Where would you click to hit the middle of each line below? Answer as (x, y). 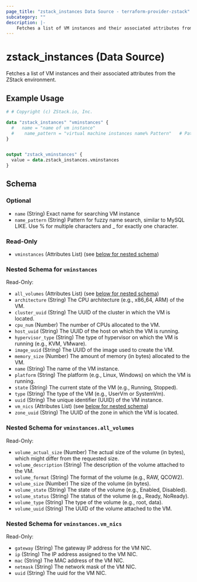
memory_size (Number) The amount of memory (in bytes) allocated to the (102, 356)
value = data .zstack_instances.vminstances (65, 160)
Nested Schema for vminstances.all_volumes (70, 428)
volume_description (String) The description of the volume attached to (99, 464)
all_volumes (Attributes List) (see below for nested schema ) (87, 294)
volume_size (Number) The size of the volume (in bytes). (83, 483)
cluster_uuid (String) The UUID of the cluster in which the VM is (92, 312)
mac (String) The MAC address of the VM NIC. (69, 560)
